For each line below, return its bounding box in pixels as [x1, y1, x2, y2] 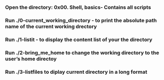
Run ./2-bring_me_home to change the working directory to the [5, 49, 160, 56]
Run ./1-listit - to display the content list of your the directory [5, 36, 153, 43]
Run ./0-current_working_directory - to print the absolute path [5, 17, 157, 23]
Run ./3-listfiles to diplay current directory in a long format [5, 68, 147, 75]
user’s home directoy [5, 55, 57, 62]
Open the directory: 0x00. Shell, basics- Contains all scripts [5, 4, 151, 11]
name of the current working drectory [5, 23, 97, 30]
